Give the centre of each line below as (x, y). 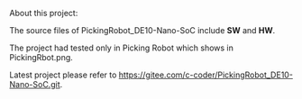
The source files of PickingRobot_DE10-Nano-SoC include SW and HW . (142, 30)
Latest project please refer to (63, 75)
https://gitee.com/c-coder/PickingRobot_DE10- (206, 75)
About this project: (44, 13)
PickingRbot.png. (41, 57)
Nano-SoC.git (35, 84)
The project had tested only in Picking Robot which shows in (122, 48)
